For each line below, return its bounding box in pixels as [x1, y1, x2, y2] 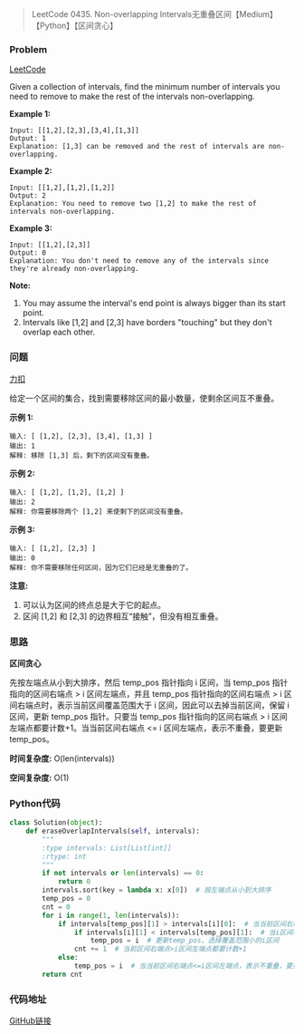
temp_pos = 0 [42, 894, 91, 904]
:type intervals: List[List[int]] [42, 843, 172, 853]
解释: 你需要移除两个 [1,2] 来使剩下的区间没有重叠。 [9, 507, 188, 516]
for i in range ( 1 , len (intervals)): [42, 911, 180, 920]
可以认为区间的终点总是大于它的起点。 [22, 599, 166, 610]
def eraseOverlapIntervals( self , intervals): [25, 826, 201, 836]
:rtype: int [42, 852, 88, 861]
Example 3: [9, 223, 52, 234]
